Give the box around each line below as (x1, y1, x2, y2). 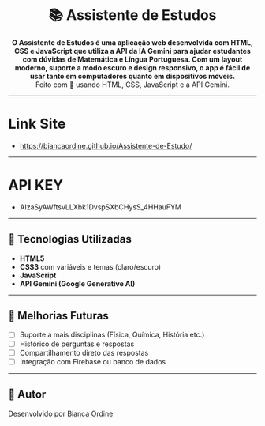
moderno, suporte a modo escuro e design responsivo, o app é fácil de (14, 62, 251, 72)
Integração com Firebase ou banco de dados (19, 356, 166, 366)
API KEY (8, 176, 64, 194)
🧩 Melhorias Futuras (8, 309, 109, 322)
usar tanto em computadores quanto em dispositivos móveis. (30, 71, 235, 81)
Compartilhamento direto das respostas (19, 348, 149, 357)
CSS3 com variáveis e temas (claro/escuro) (19, 262, 162, 271)
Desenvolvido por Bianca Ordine (8, 409, 114, 418)
